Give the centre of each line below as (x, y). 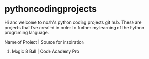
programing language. (27, 32)
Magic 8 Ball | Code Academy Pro (45, 51)
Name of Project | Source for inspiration (44, 42)
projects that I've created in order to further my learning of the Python (74, 27)
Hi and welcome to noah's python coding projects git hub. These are (73, 22)
